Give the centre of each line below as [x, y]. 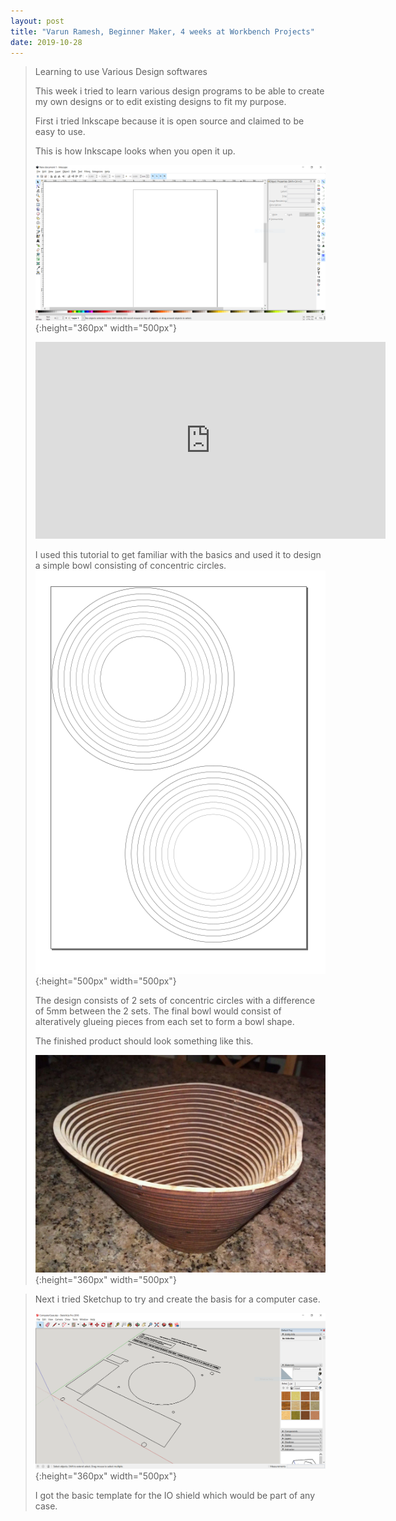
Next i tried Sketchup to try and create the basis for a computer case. [177, 1299]
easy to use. [60, 132]
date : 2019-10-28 [46, 42]
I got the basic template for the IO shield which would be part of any [175, 1495]
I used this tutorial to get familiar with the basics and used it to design [178, 555]
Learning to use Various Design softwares [121, 72]
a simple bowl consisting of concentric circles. [130, 566]
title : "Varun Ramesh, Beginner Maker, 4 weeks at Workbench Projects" [162, 31]
